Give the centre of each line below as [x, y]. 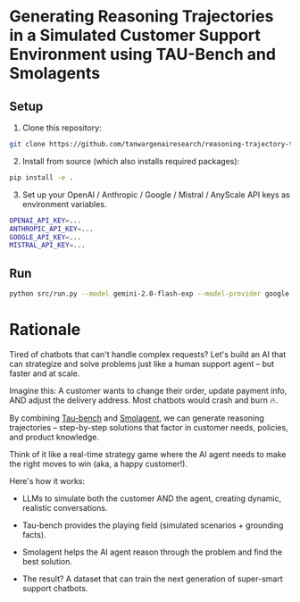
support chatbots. [55, 588]
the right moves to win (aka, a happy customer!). [98, 464]
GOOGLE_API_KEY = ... [46, 237]
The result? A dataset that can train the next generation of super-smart [152, 579]
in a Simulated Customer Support [135, 35]
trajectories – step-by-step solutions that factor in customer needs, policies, [149, 427]
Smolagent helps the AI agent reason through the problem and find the [152, 552]
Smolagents [55, 74]
